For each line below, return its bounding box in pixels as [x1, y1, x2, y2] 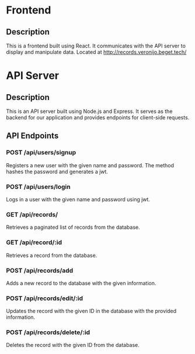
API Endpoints [6, 131, 59, 141]
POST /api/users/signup [6, 149, 76, 157]
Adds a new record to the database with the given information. [6, 279, 156, 287]
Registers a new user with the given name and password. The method [6, 161, 174, 169]
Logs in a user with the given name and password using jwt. [6, 195, 151, 202]
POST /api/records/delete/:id [6, 328, 90, 336]
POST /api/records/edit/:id [6, 294, 83, 302]
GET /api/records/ [6, 210, 58, 218]
